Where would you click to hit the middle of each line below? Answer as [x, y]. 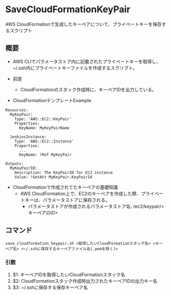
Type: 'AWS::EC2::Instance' [44, 141]
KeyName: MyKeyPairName [44, 128]
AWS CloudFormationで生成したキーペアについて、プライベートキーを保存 [83, 24]
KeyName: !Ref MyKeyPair [45, 155]
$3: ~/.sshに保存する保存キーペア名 [50, 287]
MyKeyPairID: [24, 168]
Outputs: [15, 164]
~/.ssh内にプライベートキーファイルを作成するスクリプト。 [75, 68]
